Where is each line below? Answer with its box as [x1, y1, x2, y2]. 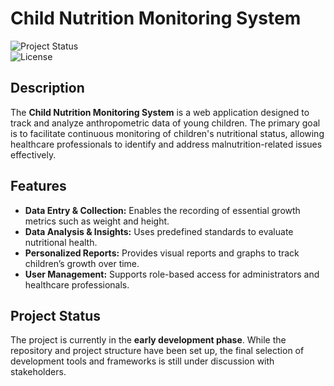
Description [10, 80, 85, 97]
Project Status [10, 307, 102, 324]
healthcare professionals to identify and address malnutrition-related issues [10, 138, 323, 150]
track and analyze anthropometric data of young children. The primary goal [10, 117, 321, 129]
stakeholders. [10, 366, 67, 378]
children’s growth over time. [24, 257, 140, 269]
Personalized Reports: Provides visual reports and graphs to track [24, 247, 300, 259]
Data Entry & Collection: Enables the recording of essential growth [24, 204, 301, 216]
